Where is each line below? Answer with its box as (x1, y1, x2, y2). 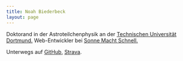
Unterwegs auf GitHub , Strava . (6, 48, 82, 55)
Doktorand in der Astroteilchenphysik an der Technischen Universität (6, 30, 177, 37)
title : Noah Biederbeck (6, 8, 66, 15)
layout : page (6, 14, 39, 20)
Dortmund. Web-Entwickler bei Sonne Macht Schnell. (6, 37, 138, 44)
